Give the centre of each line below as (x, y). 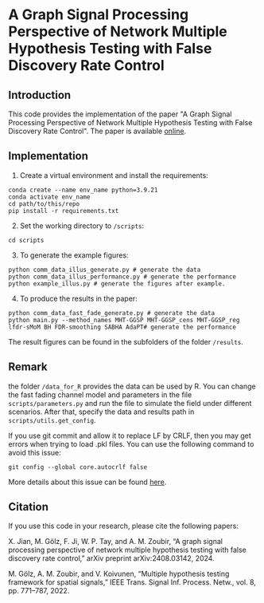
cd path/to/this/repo (44, 204)
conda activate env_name (49, 197)
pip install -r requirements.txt (64, 211)
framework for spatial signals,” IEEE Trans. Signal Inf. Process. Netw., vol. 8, (132, 582)
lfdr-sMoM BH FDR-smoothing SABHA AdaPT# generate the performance (122, 327)
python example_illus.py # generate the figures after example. (117, 284)
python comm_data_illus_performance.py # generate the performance (122, 277)
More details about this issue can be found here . (87, 482)
